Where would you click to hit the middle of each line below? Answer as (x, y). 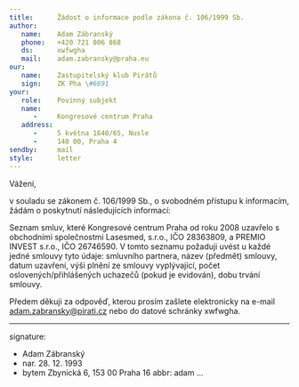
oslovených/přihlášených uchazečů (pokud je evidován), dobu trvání (135, 274)
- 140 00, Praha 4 (75, 141)
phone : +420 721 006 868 (71, 42)
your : (19, 92)
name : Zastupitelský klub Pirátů (89, 76)
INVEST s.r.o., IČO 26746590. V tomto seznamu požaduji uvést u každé (140, 246)
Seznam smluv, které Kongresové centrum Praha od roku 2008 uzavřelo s (145, 227)
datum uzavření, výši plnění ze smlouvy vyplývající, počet (115, 265)
